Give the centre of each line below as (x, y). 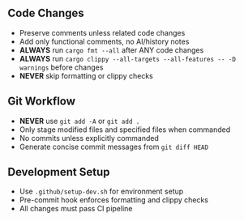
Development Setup (59, 172)
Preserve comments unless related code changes (102, 32)
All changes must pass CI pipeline (76, 209)
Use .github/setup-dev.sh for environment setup (101, 191)
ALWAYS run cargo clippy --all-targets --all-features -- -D (128, 58)
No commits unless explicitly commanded (89, 138)
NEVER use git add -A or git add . (79, 121)
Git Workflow (42, 102)
